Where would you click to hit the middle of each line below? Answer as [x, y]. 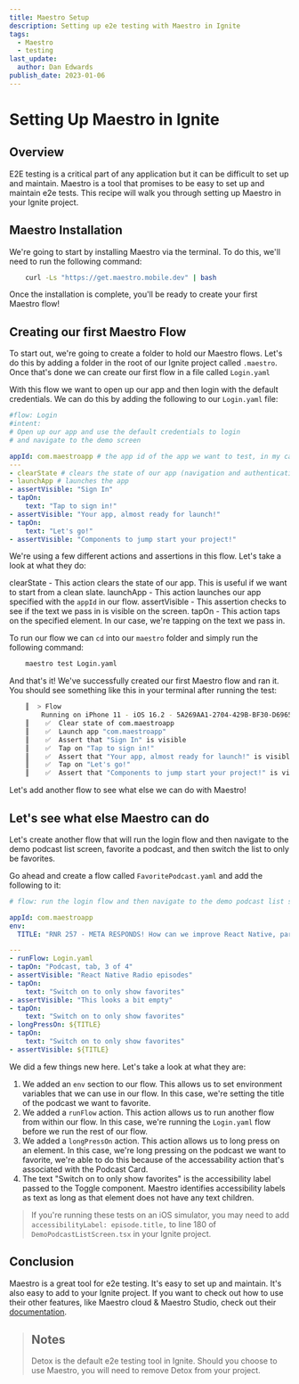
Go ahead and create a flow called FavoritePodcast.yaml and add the [136, 875]
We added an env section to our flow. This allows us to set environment [152, 1084]
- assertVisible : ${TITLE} [59, 1049]
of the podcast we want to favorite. [86, 1102]
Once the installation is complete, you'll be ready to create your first [133, 294]
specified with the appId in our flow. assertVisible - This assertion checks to [148, 602]
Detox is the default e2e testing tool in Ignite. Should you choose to [154, 1361]
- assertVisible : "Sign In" [61, 490]
